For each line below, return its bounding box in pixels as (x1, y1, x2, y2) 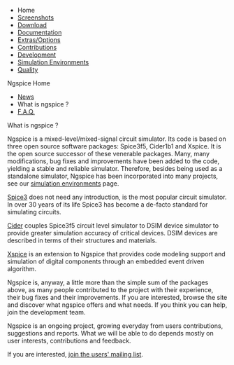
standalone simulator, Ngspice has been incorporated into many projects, (7, 172, 219, 180)
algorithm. (7, 265, 37, 273)
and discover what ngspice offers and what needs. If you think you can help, (7, 301, 228, 309)
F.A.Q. (17, 108, 35, 116)
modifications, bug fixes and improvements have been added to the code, (7, 157, 220, 165)
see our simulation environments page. (7, 179, 119, 188)
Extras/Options (17, 36, 61, 44)
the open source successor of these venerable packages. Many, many (7, 150, 210, 158)
